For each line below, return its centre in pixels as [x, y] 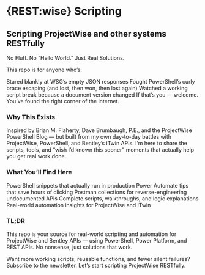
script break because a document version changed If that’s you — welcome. [102, 95]
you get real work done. [36, 156]
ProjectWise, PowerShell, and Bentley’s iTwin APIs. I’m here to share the [97, 143]
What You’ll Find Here [39, 172]
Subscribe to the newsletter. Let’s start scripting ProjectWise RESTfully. [96, 265]
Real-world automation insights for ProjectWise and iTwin [79, 205]
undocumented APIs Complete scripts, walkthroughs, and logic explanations [102, 198]
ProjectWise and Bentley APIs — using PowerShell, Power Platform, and [97, 240]
